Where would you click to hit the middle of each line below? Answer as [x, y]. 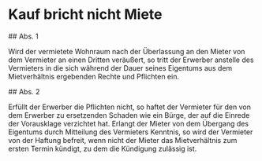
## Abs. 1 [23, 36]
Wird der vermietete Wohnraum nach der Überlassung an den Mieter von [127, 51]
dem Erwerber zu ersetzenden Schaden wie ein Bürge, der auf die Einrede [129, 115]
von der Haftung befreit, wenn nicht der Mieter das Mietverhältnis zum [123, 140]
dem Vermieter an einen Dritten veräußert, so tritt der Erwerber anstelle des [131, 60]
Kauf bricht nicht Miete [85, 15]
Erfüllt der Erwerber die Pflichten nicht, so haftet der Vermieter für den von [129, 107]
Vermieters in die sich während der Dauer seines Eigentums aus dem [120, 68]
